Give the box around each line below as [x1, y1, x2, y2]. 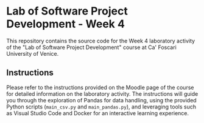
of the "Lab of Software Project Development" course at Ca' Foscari [6, 44, 177, 51]
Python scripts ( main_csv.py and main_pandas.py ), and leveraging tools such [6, 103, 197, 110]
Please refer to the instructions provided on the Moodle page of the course [6, 84, 194, 91]
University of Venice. [6, 50, 59, 57]
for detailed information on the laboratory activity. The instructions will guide [6, 90, 199, 98]
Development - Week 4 [6, 17, 125, 31]
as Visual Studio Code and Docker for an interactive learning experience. [6, 109, 189, 116]
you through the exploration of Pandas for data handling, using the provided [6, 96, 197, 104]
